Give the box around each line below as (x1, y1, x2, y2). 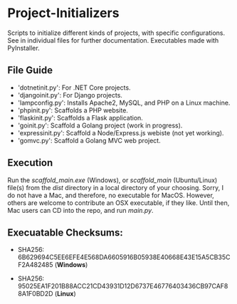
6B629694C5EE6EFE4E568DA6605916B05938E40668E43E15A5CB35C (17, 253, 231, 261)
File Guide (7, 64, 53, 76)
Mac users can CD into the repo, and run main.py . (7, 206, 154, 214)
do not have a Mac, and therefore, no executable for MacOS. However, (7, 191, 215, 199)
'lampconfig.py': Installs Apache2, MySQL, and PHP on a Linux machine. (17, 98, 231, 107)
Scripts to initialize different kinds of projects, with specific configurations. (7, 28, 226, 37)
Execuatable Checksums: (7, 226, 123, 239)
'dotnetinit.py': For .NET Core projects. (17, 83, 131, 92)
